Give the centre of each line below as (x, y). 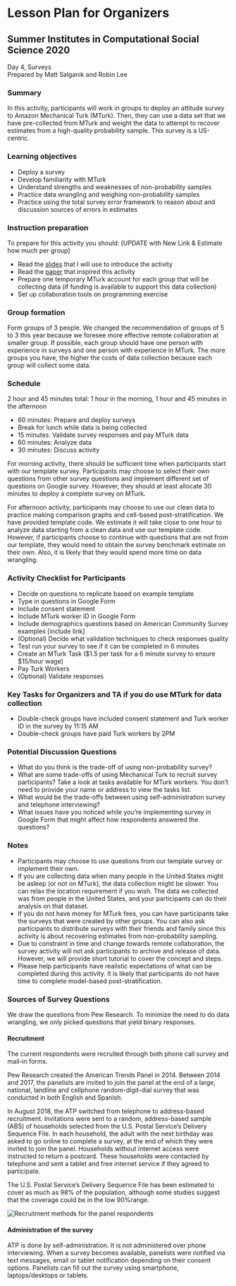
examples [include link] (51, 631)
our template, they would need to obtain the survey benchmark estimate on (117, 545)
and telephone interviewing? (59, 805)
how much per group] (39, 250)
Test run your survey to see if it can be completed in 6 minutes (108, 646)
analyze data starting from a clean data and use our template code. (105, 530)
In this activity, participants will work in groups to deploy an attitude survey (116, 108)
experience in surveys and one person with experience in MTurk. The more (116, 350)
